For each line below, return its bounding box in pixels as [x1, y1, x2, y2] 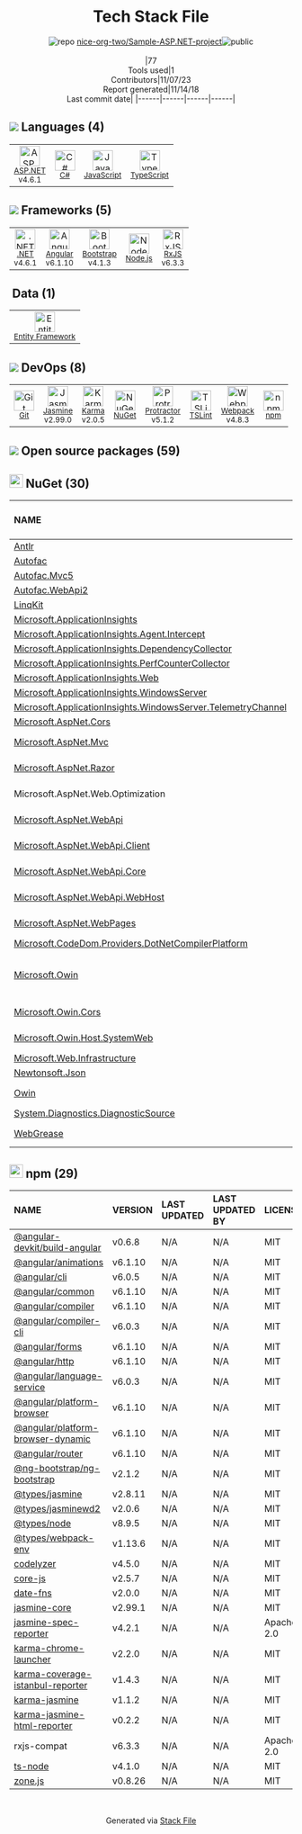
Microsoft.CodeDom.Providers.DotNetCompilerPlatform [13, 938, 249, 950]
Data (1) [12, 285, 57, 301]
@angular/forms [13, 1341, 83, 1353]
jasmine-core [13, 1602, 72, 1614]
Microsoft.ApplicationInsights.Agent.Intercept [13, 628, 206, 641]
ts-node [13, 1760, 49, 1773]
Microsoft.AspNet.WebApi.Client [13, 840, 150, 852]
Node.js [125, 253, 153, 263]
